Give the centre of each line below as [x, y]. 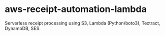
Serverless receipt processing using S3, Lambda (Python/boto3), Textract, [82, 23]
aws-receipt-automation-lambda [76, 9]
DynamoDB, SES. [23, 28]
